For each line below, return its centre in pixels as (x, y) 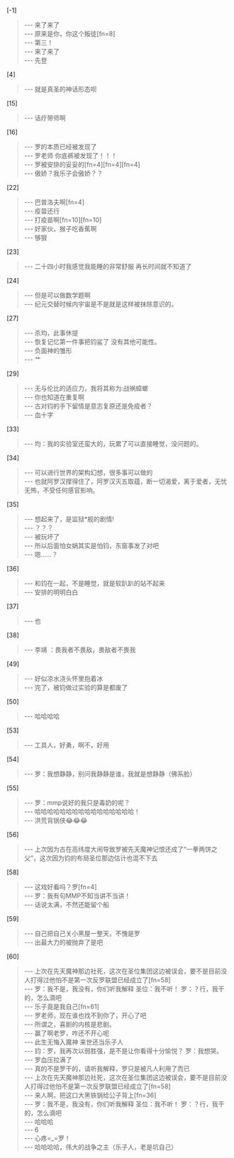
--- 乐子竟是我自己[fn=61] (62, 1007)
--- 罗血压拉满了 (48, 1060)
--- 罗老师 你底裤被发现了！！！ (71, 156)
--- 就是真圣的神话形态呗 (60, 89)
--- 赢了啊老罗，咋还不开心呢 (67, 1033)
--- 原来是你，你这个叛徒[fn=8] (69, 34)
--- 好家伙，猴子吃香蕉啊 (60, 229)
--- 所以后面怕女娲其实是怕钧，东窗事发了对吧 (91, 546)
